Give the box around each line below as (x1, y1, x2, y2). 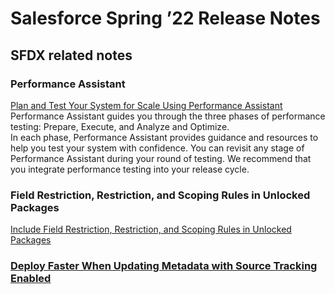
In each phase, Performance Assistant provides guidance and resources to (10, 131, 319, 143)
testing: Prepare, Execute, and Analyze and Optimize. (10, 120, 230, 132)
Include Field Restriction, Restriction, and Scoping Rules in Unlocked (10, 223, 292, 236)
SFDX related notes (10, 47, 133, 64)
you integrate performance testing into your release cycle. (10, 163, 250, 175)
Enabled (10, 272, 52, 286)
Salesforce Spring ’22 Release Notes (10, 7, 321, 30)
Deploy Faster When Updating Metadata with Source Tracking (10, 259, 318, 273)
